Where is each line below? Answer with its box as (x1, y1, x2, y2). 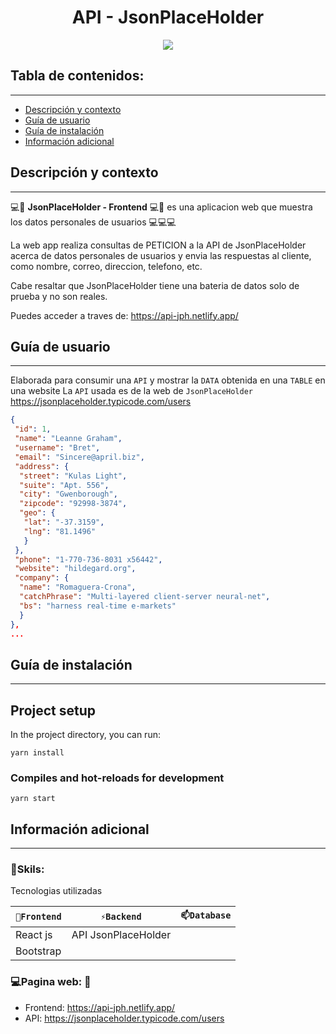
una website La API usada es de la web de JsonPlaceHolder (10, 385, 253, 397)
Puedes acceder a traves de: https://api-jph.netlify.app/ (10, 309, 239, 321)
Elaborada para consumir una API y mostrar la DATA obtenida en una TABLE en (10, 374, 326, 386)
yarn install (10, 748, 65, 758)
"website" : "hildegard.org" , (14, 564, 137, 574)
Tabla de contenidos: (10, 67, 145, 85)
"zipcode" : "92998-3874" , (19, 499, 128, 509)
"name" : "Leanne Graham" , (14, 434, 123, 444)
